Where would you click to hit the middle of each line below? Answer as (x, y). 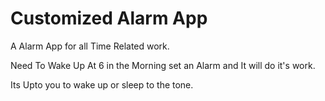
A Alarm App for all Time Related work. (90, 46)
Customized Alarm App (109, 18)
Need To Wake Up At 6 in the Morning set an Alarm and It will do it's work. (163, 65)
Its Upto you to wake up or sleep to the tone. (102, 84)
